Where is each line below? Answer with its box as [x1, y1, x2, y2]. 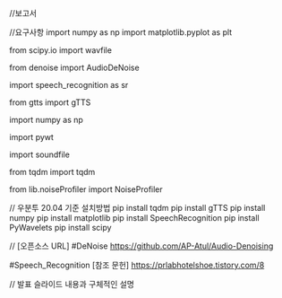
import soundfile [9, 149, 70, 160]
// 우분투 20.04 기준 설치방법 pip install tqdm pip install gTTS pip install [9, 203, 266, 213]
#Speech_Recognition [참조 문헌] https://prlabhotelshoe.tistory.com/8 [9, 259, 265, 270]
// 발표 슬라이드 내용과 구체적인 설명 [9, 279, 134, 289]
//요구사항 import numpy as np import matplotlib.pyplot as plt [9, 27, 233, 38]
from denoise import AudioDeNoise [9, 62, 141, 73]
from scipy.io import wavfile [9, 45, 112, 56]
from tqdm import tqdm [9, 167, 96, 177]
